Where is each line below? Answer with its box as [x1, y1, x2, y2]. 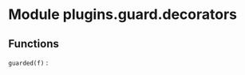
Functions [8, 37, 60, 51]
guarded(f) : [8, 58, 49, 67]
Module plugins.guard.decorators [8, 6, 238, 24]
